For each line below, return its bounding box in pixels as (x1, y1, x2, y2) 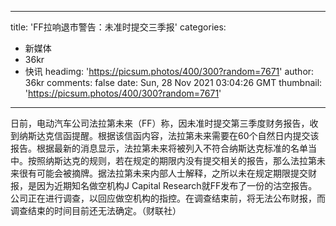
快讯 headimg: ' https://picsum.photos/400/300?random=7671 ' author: (24, 66, 315, 77)
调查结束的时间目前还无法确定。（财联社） (10, 205, 182, 216)
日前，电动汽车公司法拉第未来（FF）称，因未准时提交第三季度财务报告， (10, 117, 310, 129)
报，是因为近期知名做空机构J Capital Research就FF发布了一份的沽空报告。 (10, 180, 318, 191)
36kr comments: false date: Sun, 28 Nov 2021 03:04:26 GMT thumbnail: (24, 77, 323, 88)
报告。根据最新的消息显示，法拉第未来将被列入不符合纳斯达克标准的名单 (10, 142, 308, 154)
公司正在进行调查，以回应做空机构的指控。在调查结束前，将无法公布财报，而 (10, 192, 326, 204)
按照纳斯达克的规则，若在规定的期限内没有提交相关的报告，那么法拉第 (27, 155, 317, 166)
